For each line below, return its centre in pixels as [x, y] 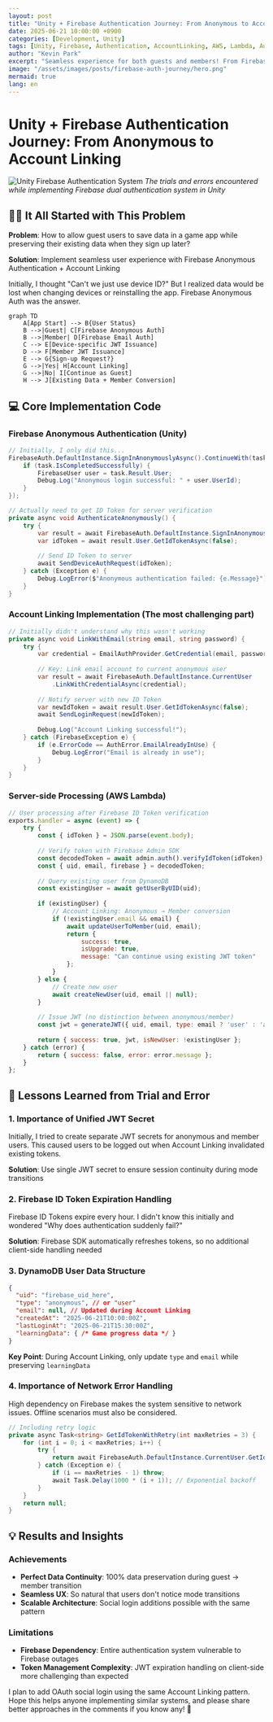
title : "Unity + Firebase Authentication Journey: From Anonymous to [129, 24]
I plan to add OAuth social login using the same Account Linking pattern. [129, 1692]
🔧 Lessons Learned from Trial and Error [109, 1095]
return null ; [45, 1503]
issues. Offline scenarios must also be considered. [93, 1412]
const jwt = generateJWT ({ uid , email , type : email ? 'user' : [147, 1025]
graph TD [23, 317]
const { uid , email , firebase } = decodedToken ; [121, 866]
